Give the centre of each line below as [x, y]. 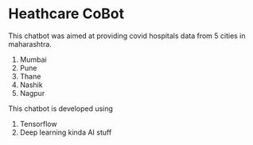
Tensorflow [38, 124]
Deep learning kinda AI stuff [66, 132]
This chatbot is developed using [61, 109]
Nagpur [32, 93]
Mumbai [33, 59]
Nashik [31, 85]
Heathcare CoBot [66, 14]
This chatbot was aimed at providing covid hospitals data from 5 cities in [127, 36]
